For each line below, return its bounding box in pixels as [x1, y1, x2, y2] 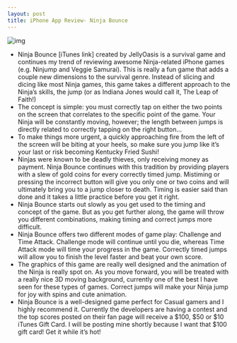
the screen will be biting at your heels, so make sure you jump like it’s [17, 140, 219, 148]
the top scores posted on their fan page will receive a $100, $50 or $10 [17, 312, 224, 321]
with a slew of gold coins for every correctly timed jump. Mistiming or [17, 170, 221, 179]
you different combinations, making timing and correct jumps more [17, 215, 212, 223]
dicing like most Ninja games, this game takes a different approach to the [17, 80, 231, 88]
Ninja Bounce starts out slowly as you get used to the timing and [17, 200, 206, 208]
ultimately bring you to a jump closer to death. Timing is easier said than [17, 185, 228, 193]
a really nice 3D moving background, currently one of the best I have [17, 275, 218, 283]
